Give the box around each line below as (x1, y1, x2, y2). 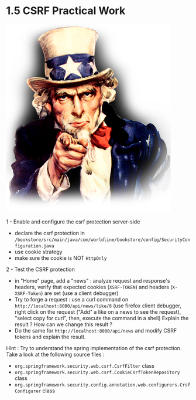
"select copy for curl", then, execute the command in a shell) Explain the (14, 314, 189, 321)
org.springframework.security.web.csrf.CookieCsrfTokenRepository (14, 370, 180, 375)
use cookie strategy (14, 248, 63, 255)
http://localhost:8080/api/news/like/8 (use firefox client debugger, (14, 302, 181, 309)
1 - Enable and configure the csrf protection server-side (6, 218, 140, 225)
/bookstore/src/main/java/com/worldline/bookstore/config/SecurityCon (14, 236, 191, 243)
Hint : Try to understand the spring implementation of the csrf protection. (6, 344, 182, 351)
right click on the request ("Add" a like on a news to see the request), (14, 308, 181, 315)
